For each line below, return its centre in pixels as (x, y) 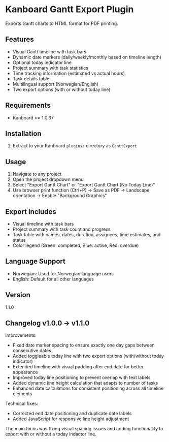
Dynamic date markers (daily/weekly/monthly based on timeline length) (87, 57)
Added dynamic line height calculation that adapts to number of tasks (85, 383)
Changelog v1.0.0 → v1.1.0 (47, 323)
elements (22, 394)
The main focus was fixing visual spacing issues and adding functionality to (84, 429)
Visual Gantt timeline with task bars (49, 51)
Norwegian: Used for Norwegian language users (63, 273)
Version (18, 295)
